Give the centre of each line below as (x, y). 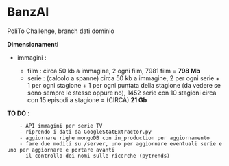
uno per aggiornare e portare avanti (61, 150)
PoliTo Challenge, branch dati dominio (61, 31)
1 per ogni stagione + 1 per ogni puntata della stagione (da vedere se (124, 85)
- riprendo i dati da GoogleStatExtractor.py (86, 132)
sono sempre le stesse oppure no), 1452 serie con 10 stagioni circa (122, 93)
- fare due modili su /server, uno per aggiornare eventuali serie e (121, 144)
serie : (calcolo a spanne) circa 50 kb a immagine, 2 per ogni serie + (124, 78)
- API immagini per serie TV (61, 126)
